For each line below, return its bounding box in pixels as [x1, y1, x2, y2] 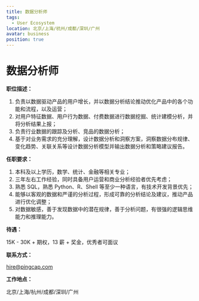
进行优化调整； [14, 198, 52, 205]
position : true [6, 37, 44, 42]
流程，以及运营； [25, 105, 68, 113]
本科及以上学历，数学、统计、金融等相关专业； [14, 168, 130, 175]
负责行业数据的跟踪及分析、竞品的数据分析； [14, 127, 125, 135]
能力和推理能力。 [14, 213, 57, 220]
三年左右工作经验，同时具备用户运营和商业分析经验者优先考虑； [14, 175, 172, 183]
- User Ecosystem [11, 20, 55, 26]
